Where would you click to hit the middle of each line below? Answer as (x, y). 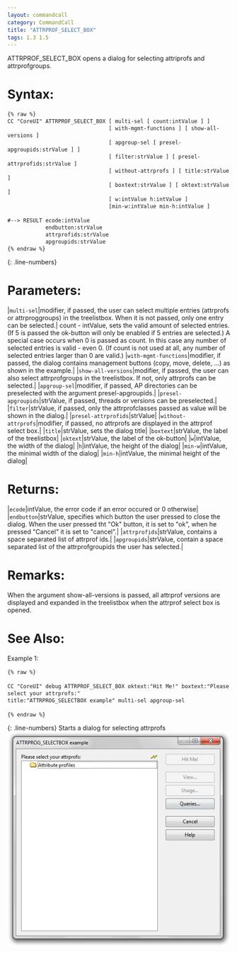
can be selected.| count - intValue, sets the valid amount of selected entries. (118, 325)
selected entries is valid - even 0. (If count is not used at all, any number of (116, 348)
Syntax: (31, 95)
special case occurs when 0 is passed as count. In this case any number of (117, 341)
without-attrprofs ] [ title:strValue (172, 171)
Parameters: (44, 291)
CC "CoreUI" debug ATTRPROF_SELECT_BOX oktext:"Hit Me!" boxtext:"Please (118, 686)
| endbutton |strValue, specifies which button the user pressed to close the (114, 517)
